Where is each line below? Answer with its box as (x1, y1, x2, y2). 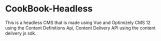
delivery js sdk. (5, 30, 36, 36)
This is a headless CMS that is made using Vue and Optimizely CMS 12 (5, 19, 151, 25)
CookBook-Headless (5, 3, 93, 14)
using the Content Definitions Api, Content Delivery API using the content (5, 24, 156, 30)
